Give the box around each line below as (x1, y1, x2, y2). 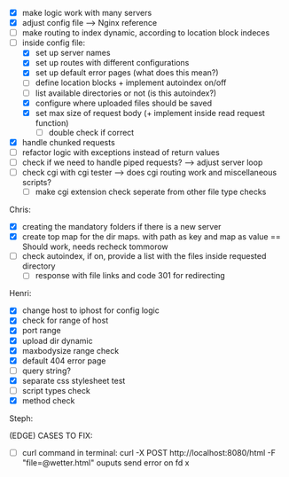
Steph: (9, 412, 34, 424)
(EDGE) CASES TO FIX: (9, 430, 93, 441)
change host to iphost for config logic (21, 305, 160, 316)
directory (21, 261, 56, 271)
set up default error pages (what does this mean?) (35, 67, 219, 78)
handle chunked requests (21, 137, 115, 147)
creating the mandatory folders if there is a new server (21, 222, 222, 232)
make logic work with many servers (21, 8, 152, 18)
